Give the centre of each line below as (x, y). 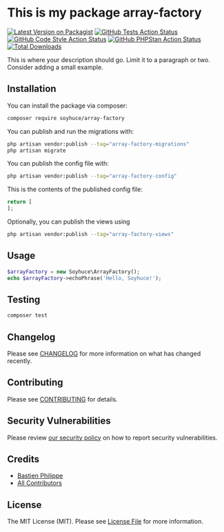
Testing (24, 299)
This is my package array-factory (104, 13)
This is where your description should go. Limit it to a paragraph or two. (109, 59)
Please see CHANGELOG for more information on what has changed (104, 353)
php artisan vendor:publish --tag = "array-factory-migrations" (98, 144)
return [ (20, 202)
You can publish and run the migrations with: (71, 131)
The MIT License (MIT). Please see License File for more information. (105, 522)
